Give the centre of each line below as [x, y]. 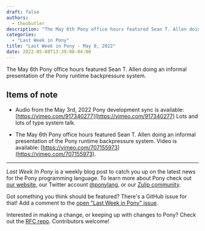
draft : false [23, 12]
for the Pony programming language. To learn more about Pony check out [99, 178]
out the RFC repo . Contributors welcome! [58, 221]
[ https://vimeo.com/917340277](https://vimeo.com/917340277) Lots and [106, 116]
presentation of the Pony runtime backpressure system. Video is [96, 141]
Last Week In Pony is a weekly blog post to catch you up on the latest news [101, 171]
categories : [21, 35]
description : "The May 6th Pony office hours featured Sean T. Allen [97, 29]
